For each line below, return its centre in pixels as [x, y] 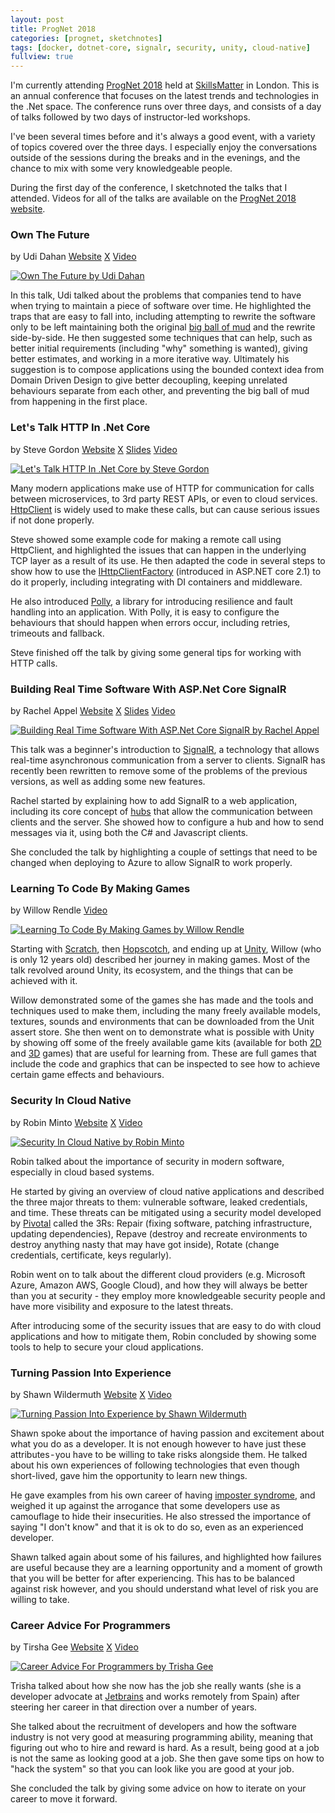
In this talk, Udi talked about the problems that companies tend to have [156, 295]
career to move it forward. [64, 1799]
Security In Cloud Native [71, 1101]
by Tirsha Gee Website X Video [74, 1647]
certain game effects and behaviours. [87, 1075]
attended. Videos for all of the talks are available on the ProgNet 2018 [153, 198]
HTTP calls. [34, 663]
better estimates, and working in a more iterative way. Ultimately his [150, 359]
